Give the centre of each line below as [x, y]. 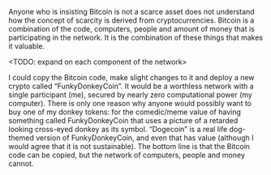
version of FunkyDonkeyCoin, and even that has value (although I [144, 138]
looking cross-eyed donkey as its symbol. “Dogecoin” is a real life [118, 129]
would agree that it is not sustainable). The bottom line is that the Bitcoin [129, 146]
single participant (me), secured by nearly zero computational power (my [131, 95]
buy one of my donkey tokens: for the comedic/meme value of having [125, 112]
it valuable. [27, 46]
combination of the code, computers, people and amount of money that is [132, 29]
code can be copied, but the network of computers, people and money [127, 155]
